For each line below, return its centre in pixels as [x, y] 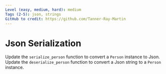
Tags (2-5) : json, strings [33, 14]
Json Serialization [43, 43]
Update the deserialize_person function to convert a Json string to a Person [83, 62]
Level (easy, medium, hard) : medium [43, 10]
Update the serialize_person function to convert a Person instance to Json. [83, 57]
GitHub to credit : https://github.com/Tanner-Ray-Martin [66, 19]
